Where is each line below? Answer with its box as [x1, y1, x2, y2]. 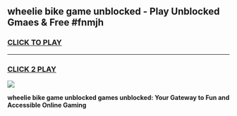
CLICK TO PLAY [7, 38, 62, 48]
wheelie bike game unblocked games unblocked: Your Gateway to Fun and [7, 93, 230, 101]
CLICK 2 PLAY [7, 64, 56, 74]
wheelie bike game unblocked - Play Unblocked [7, 6, 220, 18]
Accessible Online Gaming [7, 101, 87, 109]
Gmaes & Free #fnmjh [7, 17, 104, 29]
